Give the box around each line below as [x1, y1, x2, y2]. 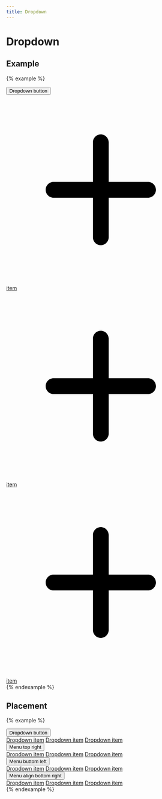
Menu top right [9, 744, 42, 751]
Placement [6, 701, 47, 712]
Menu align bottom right [9, 772, 62, 779]
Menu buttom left [9, 758, 47, 765]
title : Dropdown [6, 8, 47, 15]
